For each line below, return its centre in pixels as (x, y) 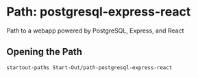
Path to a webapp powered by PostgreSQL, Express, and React (95, 31)
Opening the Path (45, 52)
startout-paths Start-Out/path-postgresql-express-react (89, 67)
